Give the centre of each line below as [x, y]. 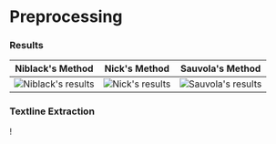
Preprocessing [66, 17]
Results [26, 46]
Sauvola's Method [221, 68]
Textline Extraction [52, 111]
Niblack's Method [54, 68]
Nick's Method [137, 68]
